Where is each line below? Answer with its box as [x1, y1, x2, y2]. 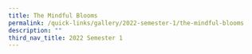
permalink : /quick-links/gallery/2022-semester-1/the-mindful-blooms [8, 19, 245, 27]
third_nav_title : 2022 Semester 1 [8, 33, 124, 42]
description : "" [8, 26, 62, 34]
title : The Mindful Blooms [8, 11, 98, 20]
